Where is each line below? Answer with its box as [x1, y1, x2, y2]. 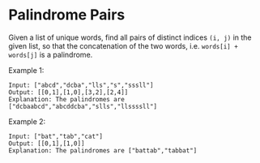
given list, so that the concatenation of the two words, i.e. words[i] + [8, 41, 239, 50]
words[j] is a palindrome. [8, 49, 93, 59]
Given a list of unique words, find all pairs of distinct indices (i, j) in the [8, 32, 253, 42]
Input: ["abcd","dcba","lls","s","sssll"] [8, 81, 154, 89]
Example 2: [8, 116, 46, 127]
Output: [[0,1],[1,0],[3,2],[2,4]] [8, 88, 129, 97]
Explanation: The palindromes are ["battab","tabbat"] [8, 146, 198, 155]
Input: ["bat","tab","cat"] [8, 132, 104, 140]
